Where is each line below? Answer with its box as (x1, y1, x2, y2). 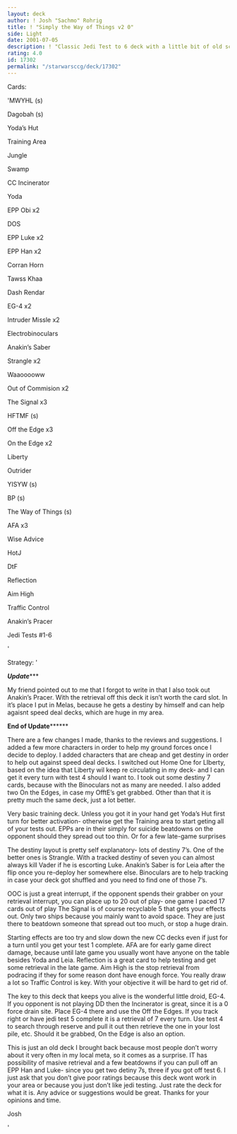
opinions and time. (7, 1096, 61, 1104)
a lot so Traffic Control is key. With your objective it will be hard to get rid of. (7, 978, 228, 987)
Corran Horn (7, 260, 44, 269)
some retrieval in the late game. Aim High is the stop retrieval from (7, 963, 200, 971)
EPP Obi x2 (7, 206, 40, 214)
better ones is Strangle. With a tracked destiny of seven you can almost (7, 853, 215, 862)
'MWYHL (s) (7, 96, 44, 105)
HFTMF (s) (7, 411, 39, 420)
